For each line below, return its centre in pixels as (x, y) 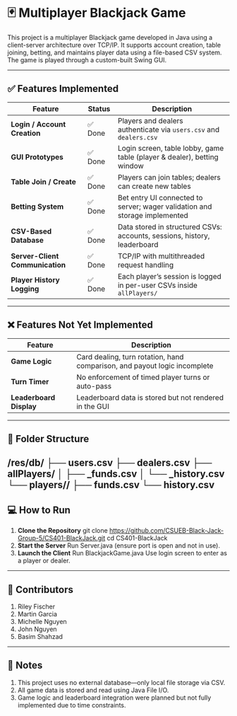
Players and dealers (150, 120)
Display (24, 406)
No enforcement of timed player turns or (143, 377)
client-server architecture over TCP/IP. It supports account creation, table (114, 45)
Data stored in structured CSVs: (170, 226)
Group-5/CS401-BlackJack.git (61, 538)
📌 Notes (25, 665)
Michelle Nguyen (42, 621)
